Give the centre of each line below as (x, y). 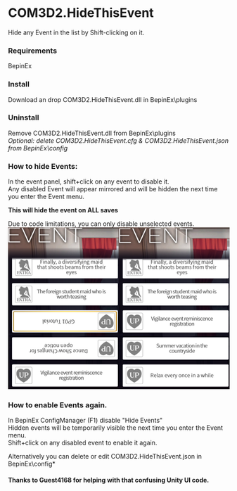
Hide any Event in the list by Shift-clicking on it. (76, 32)
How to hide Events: (43, 166)
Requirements (33, 51)
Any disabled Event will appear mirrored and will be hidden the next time (113, 189)
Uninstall (24, 117)
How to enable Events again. (58, 405)
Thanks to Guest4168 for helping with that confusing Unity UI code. (109, 480)
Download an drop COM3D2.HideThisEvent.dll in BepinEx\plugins (103, 99)
